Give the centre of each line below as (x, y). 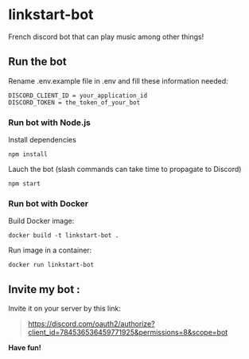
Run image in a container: (50, 250)
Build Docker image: (41, 221)
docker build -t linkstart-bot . (64, 236)
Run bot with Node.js (50, 123)
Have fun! (25, 348)
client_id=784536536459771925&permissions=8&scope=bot (128, 333)
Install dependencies (43, 140)
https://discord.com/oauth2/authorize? (91, 324)
